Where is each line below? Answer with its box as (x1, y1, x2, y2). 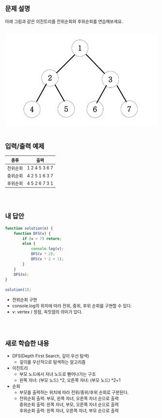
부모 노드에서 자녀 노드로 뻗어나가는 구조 (19, 371, 96, 377)
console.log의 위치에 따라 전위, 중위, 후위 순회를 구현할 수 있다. (12, 303, 132, 309)
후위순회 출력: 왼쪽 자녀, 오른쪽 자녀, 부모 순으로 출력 (19, 407, 119, 413)
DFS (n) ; (14, 272, 29, 277)
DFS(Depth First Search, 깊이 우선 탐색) (12, 353, 90, 359)
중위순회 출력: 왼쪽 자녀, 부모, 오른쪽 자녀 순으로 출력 (19, 401, 119, 407)
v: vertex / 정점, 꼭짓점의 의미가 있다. (12, 309, 83, 315)
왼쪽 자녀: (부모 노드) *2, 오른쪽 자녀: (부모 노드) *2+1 (19, 377, 121, 383)
